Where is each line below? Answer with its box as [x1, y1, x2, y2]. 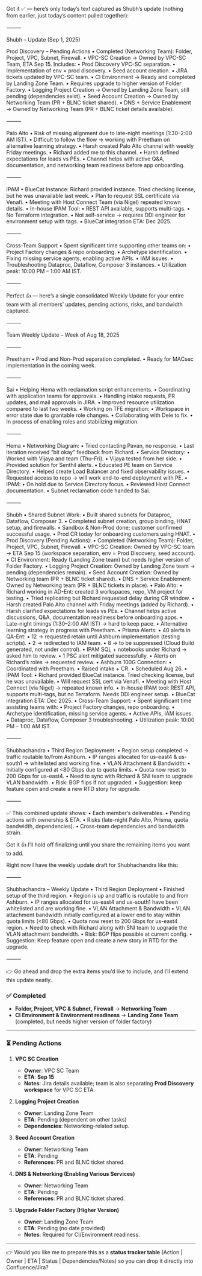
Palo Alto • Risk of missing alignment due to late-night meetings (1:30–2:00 [6, 130, 192, 136]
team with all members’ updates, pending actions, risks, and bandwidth [6, 301, 183, 308]
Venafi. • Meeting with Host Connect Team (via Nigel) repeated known [6, 198, 181, 206]
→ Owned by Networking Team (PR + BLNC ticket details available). [6, 106, 174, 112]
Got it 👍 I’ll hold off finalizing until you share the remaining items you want [6, 841, 191, 848]
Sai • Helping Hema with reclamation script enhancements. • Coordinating [6, 386, 191, 393]
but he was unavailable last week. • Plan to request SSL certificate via [6, 192, 180, 199]
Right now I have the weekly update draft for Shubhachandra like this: [6, 862, 179, 868]
